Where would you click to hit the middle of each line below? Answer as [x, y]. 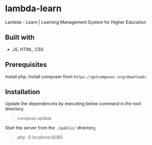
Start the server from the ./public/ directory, [51, 128]
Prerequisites [26, 65]
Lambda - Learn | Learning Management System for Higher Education [76, 22]
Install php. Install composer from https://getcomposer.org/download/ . [76, 76]
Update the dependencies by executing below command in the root [73, 104]
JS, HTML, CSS [28, 49]
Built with [20, 37]
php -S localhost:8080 [40, 137]
